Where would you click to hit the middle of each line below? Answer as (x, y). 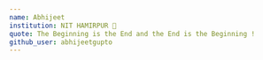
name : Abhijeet (37, 17)
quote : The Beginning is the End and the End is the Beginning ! (132, 34)
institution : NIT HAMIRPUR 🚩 (63, 26)
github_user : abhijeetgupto (61, 42)
